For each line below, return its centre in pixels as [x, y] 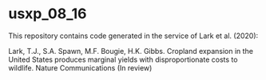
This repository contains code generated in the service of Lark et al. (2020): [133, 36]
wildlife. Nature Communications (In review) [80, 67]
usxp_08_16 [48, 14]
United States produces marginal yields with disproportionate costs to [123, 59]
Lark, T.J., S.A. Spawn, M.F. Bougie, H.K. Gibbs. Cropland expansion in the [131, 51]
